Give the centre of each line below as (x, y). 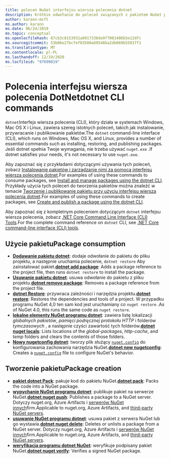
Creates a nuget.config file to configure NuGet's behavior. (73, 353)
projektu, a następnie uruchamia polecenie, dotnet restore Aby (79, 261)
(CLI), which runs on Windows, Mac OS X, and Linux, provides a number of (83, 138)
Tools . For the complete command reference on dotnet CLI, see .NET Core (82, 223)
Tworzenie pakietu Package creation (63, 369)
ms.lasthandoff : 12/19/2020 (35, 57)
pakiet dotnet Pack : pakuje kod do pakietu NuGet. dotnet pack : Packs (86, 381)
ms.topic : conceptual (28, 33)
